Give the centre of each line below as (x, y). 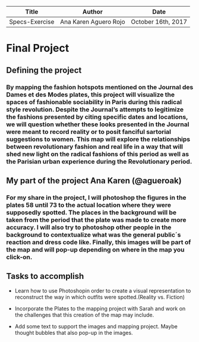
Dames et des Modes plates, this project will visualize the (91, 95)
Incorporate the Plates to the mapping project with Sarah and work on (100, 308)
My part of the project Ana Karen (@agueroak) (94, 181)
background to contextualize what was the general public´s (94, 234)
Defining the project (44, 70)
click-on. (19, 257)
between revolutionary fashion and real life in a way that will (94, 146)
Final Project (38, 48)
